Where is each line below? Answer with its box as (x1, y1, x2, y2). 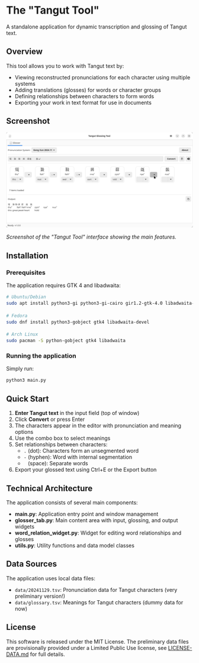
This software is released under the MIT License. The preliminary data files (6, 638, 189, 645)
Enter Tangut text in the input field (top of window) (14, 410, 140, 417)
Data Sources (6, 559, 57, 569)
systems (14, 80, 36, 87)
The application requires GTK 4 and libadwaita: (6, 282, 121, 289)
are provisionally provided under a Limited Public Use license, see (6, 644, 167, 651)
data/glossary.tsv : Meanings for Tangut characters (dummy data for (14, 598, 184, 606)
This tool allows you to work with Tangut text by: (6, 62, 124, 69)
